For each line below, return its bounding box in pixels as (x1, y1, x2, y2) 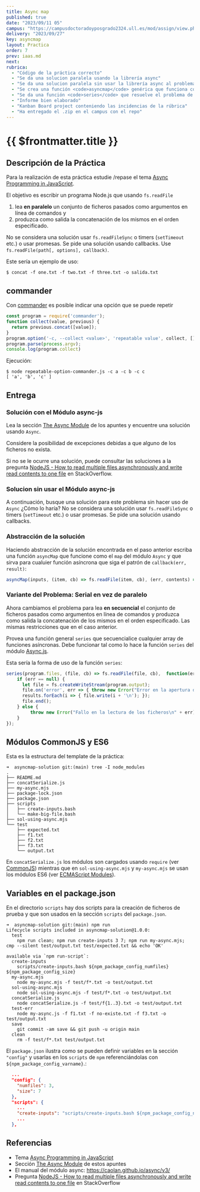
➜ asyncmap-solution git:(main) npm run (6, 922, 111, 928)
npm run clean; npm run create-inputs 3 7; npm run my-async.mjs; (17, 938, 185, 944)
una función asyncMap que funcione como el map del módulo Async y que (6, 552, 182, 560)
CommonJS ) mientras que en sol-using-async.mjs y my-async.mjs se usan (6, 864, 189, 872)
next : (6, 58, 20, 64)
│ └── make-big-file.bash (6, 811, 76, 817)
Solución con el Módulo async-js (6, 408, 103, 416)
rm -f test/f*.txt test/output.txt (17, 1037, 105, 1043)
